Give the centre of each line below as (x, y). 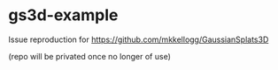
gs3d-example (63, 15)
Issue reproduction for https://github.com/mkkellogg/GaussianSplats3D (139, 39)
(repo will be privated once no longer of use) (90, 56)
